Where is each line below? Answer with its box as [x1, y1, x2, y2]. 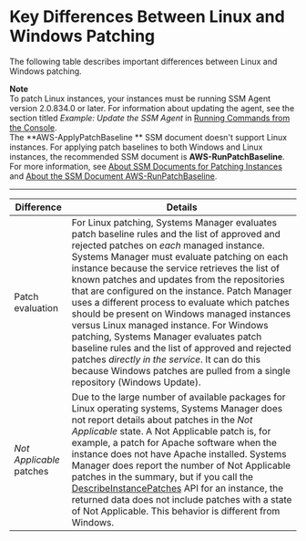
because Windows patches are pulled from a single [71, 364, 291, 377]
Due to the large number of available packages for [71, 390, 286, 403]
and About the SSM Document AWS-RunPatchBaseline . [9, 171, 218, 182]
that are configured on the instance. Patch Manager [71, 285, 292, 297]
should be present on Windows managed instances [71, 307, 291, 320]
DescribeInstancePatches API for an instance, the [71, 482, 284, 494]
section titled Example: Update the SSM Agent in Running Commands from [9, 112, 291, 123]
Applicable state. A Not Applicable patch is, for [71, 424, 271, 437]
